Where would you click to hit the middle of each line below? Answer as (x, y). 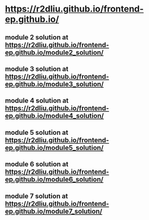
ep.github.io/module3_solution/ (54, 84)
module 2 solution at (37, 37)
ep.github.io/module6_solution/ (54, 179)
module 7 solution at (37, 196)
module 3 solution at (37, 69)
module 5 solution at (37, 132)
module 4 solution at (37, 101)
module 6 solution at (37, 164)
